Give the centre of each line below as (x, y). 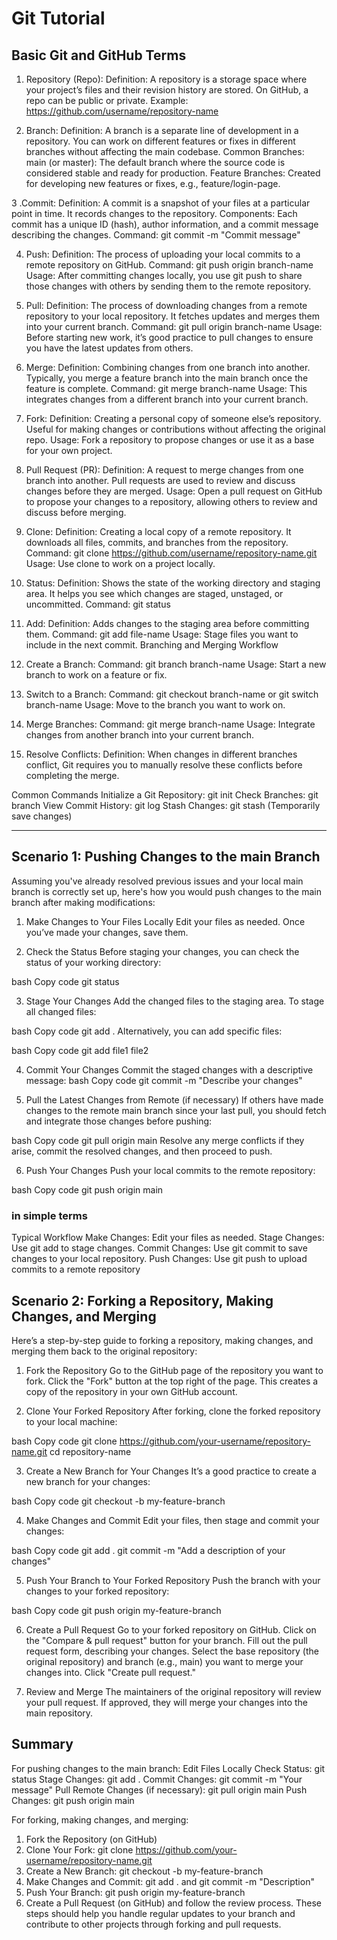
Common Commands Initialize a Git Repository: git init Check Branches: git (165, 795)
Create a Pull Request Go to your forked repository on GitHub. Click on (171, 1629)
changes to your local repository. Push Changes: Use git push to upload (159, 1259)
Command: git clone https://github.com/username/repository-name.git (171, 553)
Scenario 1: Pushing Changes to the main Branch (166, 857)
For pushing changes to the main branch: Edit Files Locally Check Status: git (168, 1768)
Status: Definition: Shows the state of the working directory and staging (173, 583)
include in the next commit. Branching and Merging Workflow (152, 645)
